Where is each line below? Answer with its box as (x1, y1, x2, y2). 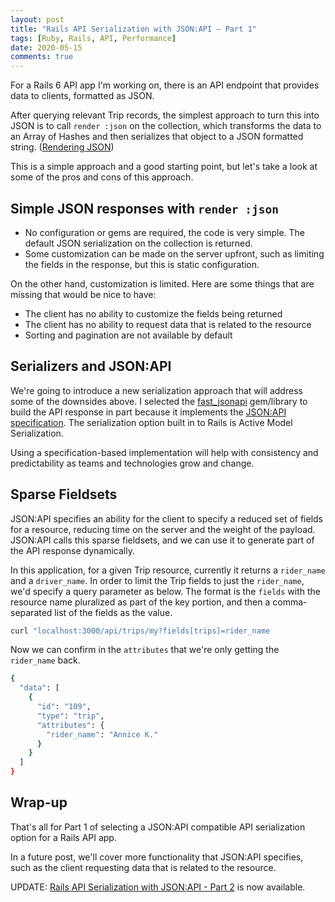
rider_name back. (10, 654, 81, 666)
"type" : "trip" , (36, 711, 105, 721)
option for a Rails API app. (10, 831, 117, 843)
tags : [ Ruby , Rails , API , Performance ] (10, 33, 177, 43)
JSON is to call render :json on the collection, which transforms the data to (10, 120, 322, 132)
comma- (272, 596, 308, 608)
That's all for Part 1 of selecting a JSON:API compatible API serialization (10, 821, 306, 833)
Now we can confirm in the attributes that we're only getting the (10, 644, 280, 656)
